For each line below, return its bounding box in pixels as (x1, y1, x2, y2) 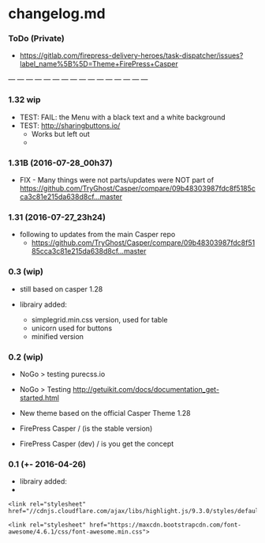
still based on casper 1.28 (19, 284, 103, 293)
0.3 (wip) (8, 266, 43, 277)
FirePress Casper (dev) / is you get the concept (19, 439, 174, 448)
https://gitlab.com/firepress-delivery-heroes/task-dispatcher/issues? (19, 51, 244, 60)
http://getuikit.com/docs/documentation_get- (72, 384, 219, 394)
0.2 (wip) (8, 351, 43, 362)
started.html (19, 393, 59, 402)
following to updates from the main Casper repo (19, 230, 176, 239)
